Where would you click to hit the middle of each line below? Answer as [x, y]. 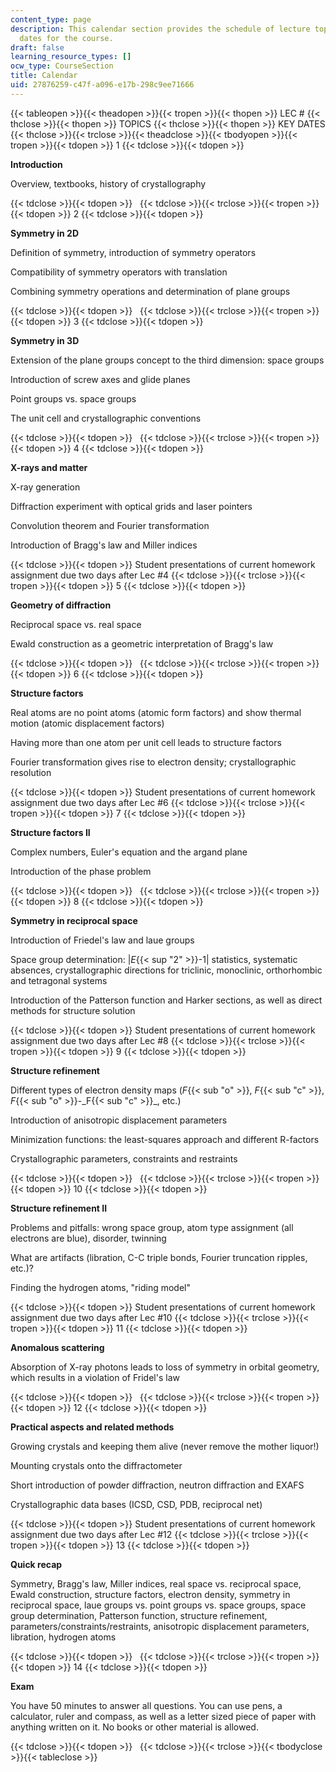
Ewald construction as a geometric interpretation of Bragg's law [142, 643]
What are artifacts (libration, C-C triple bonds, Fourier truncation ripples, [159, 1257]
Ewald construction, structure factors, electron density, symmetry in [150, 1594]
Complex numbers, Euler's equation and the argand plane [129, 852]
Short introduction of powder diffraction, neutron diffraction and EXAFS [157, 1485]
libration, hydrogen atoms [63, 1637]
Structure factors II [50, 832]
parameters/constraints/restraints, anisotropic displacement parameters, [160, 1626]
